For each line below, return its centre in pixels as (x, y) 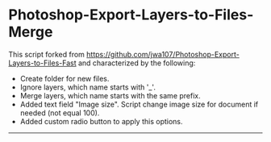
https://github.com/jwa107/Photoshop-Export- (163, 54)
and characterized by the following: (137, 63)
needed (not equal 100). (60, 113)
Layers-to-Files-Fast (42, 63)
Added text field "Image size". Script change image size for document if (139, 104)
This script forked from (46, 54)
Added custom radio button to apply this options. (101, 121)
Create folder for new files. (65, 78)
